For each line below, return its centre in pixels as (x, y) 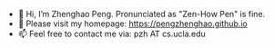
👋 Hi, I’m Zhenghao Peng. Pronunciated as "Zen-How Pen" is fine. (142, 14)
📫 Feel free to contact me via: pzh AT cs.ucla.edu (112, 34)
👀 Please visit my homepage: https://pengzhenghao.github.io (132, 24)
